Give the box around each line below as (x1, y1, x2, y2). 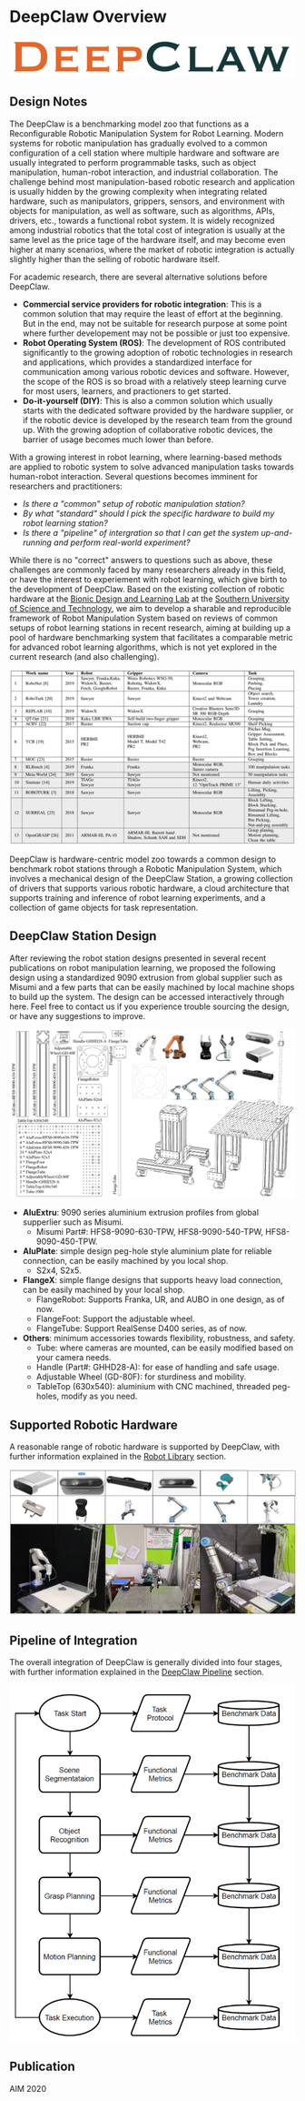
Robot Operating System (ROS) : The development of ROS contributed (22, 337, 286, 348)
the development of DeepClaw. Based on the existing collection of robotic (9, 583, 285, 594)
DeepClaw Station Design (9, 928, 157, 944)
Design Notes (9, 94, 88, 110)
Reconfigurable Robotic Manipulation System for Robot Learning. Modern (9, 127, 284, 138)
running (22, 537, 53, 548)
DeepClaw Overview (9, 6, 168, 27)
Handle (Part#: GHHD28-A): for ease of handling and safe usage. (35, 1362, 280, 1373)
